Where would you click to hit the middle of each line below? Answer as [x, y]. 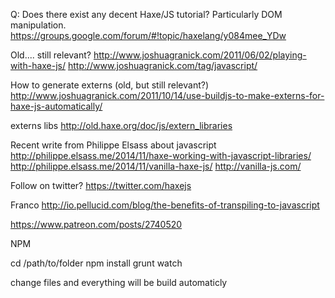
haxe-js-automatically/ [56, 106]
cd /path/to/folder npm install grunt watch [96, 263]
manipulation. [38, 25]
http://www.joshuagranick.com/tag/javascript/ [162, 65]
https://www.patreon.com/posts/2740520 [96, 224]
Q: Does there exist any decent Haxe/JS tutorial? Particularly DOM [146, 14]
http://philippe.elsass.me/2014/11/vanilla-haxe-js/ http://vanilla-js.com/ [156, 166]
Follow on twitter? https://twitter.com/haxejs [101, 185]
